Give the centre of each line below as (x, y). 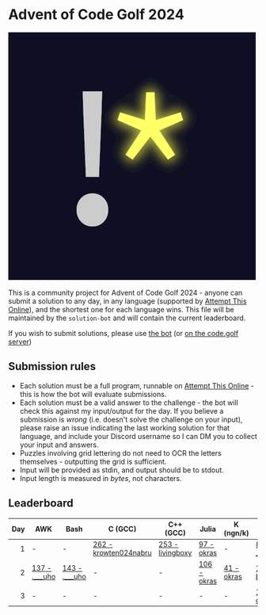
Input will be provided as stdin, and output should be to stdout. (122, 470)
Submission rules (52, 367)
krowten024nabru (122, 553)
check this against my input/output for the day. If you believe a (122, 411)
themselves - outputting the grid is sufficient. (93, 461)
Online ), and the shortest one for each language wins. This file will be (122, 309)
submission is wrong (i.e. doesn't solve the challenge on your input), (131, 419)
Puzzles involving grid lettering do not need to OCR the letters (120, 453)
